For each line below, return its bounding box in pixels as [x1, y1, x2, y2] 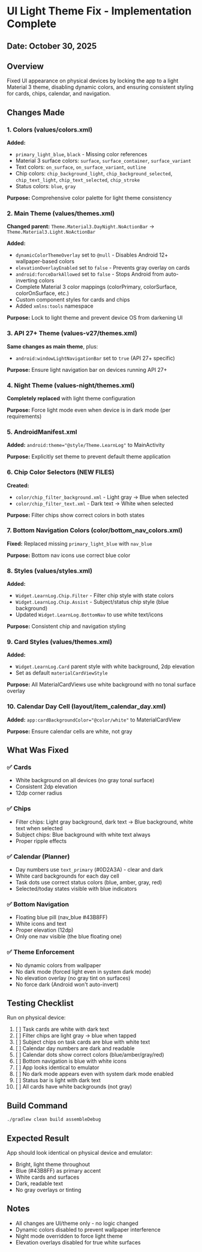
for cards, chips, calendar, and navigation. [7, 90, 111, 97]
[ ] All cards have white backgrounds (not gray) [15, 1083, 132, 1090]
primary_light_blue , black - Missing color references [15, 151, 147, 158]
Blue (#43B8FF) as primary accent [15, 1167, 101, 1174]
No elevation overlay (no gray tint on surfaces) [15, 974, 131, 982]
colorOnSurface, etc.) [15, 290, 70, 297]
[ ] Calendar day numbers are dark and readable [15, 1045, 135, 1052]
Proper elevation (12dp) [15, 926, 74, 934]
